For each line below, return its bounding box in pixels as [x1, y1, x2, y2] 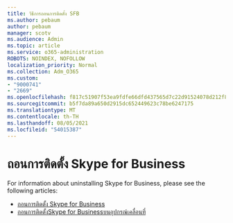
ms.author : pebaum [7, 17, 60, 24]
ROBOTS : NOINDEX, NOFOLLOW [7, 55, 85, 62]
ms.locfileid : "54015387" [7, 126, 82, 133]
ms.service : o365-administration [7, 49, 104, 56]
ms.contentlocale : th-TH [7, 113, 79, 120]
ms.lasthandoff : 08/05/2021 [7, 119, 89, 127]
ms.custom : [7, 74, 39, 82]
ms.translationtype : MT [7, 107, 76, 114]
